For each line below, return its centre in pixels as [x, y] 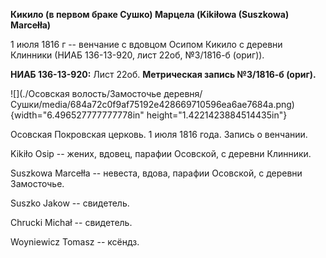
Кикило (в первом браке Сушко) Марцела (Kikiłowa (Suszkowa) [150, 14]
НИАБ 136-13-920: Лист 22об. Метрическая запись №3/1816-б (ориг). [163, 74]
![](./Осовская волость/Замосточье [86, 93]
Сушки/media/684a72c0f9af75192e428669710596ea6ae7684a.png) [152, 104]
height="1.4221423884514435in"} [217, 115]
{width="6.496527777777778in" [77, 115]
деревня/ [183, 93]
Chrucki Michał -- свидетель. [71, 222]
